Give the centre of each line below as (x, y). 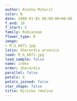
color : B (14, 14)
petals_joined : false (27, 82)
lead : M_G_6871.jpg (25, 55)
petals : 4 (15, 77)
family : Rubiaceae (23, 32)
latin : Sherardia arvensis (32, 50)
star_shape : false (23, 86)
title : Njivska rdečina (29, 91)
